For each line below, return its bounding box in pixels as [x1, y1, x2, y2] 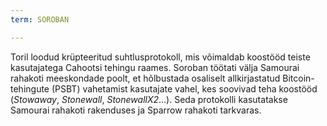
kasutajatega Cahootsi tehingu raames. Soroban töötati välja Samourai [10, 61, 300, 73]
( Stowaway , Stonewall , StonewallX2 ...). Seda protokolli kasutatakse [10, 93, 288, 105]
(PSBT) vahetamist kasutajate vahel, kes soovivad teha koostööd [51, 82, 318, 95]
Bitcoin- [282, 72, 315, 84]
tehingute [10, 82, 50, 95]
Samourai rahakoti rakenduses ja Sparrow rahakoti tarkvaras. [10, 104, 262, 116]
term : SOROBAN [10, 14, 70, 25]
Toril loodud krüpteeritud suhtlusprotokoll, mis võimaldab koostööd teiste [10, 51, 311, 63]
